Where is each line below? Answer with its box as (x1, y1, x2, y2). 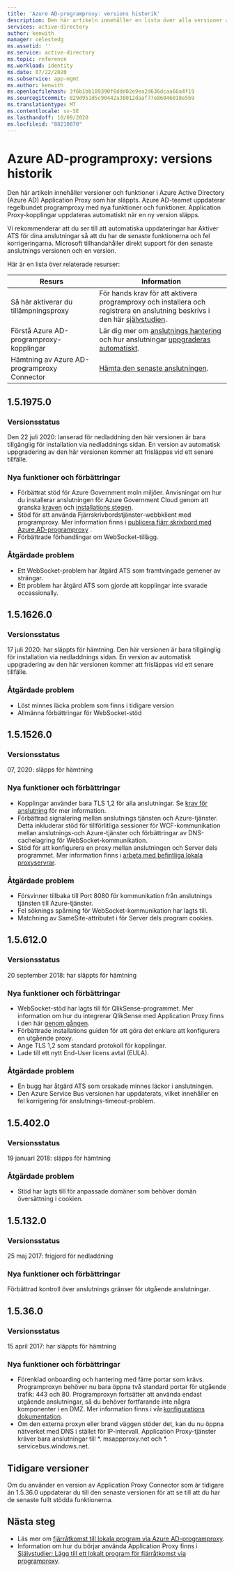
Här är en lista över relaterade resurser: (7, 260, 120, 269)
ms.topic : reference (7, 56, 68, 63)
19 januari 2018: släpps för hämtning (7, 1154, 111, 1162)
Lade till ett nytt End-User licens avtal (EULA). (17, 1048, 150, 1057)
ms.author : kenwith (7, 82, 64, 89)
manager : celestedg (7, 36, 64, 43)
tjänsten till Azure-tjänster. (17, 899, 93, 907)
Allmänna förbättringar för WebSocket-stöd (17, 708, 142, 717)
